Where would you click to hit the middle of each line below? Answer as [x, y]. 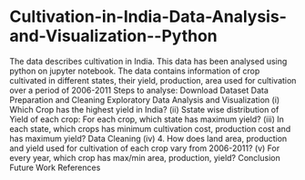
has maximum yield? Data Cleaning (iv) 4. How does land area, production [148, 138]
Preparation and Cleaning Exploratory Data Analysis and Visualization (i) [145, 100]
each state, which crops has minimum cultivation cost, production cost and [150, 128]
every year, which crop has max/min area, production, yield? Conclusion [145, 157]
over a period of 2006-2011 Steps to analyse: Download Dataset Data [139, 90]
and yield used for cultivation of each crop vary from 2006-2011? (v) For [145, 148]
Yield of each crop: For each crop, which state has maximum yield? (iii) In [147, 119]
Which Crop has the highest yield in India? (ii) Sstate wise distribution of [144, 109]
